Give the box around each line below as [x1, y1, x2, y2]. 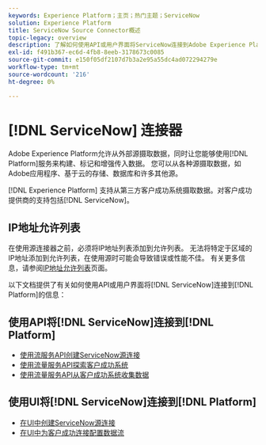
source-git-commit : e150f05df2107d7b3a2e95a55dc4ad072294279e [8, 56, 218, 64]
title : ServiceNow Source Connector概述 [8, 26, 141, 34]
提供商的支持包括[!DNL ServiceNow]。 [8, 196, 134, 205]
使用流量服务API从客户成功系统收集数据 [19, 370, 150, 380]
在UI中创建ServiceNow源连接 [19, 417, 116, 428]
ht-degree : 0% [8, 78, 55, 86]
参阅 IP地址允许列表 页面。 [28, 263, 112, 273]
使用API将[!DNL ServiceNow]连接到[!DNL [8, 315, 214, 329]
